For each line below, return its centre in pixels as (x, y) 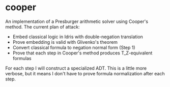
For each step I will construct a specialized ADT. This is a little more (76, 68)
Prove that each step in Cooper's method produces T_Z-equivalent (82, 53)
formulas (22, 58)
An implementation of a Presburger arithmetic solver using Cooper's (77, 21)
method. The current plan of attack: (42, 26)
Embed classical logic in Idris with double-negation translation (78, 37)
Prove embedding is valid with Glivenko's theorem (65, 42)
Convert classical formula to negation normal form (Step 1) (74, 47)
